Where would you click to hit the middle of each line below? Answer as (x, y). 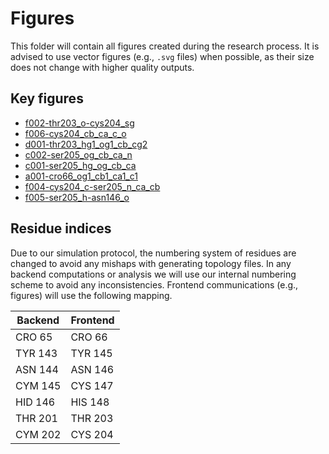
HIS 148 (90, 402)
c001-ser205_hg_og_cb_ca (80, 165)
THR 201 (36, 418)
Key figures (47, 98)
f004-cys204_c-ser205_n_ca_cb (92, 186)
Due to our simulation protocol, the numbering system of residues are (153, 253)
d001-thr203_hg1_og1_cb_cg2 (86, 144)
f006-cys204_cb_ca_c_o (75, 133)
